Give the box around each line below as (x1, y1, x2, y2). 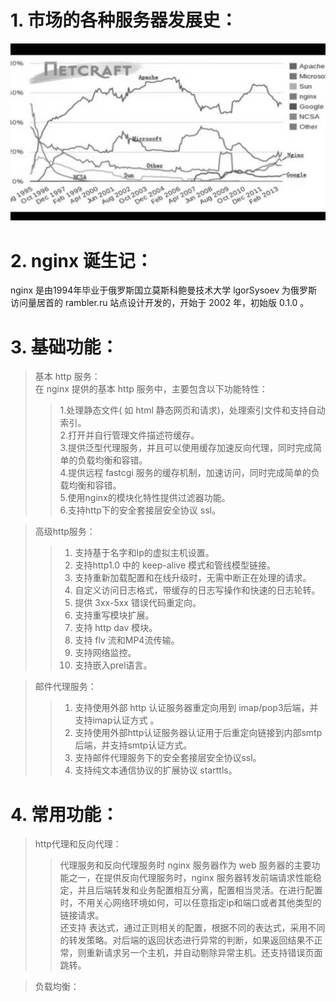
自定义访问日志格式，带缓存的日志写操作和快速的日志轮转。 (74, 584, 321, 596)
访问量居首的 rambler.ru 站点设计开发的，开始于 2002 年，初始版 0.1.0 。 (10, 297, 310, 309)
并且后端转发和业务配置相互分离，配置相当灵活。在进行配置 (77, 884, 323, 896)
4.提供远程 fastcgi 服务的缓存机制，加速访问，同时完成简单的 (59, 467, 312, 479)
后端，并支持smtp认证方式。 (74, 739, 193, 751)
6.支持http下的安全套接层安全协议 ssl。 (59, 504, 221, 516)
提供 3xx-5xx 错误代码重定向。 (74, 597, 202, 609)
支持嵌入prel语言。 (74, 659, 153, 671)
